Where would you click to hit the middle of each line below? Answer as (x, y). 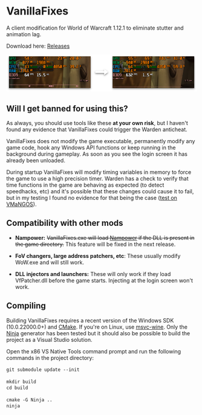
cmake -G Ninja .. (29, 400)
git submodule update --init (43, 370)
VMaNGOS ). (21, 204)
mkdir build (21, 382)
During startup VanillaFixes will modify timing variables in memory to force (99, 172)
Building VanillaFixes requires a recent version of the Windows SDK (90, 320)
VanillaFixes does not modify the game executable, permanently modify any (101, 141)
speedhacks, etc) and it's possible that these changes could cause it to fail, (100, 191)
